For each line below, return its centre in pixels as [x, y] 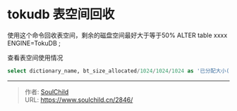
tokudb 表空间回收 [61, 14]
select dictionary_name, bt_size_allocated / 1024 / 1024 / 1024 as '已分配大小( [119, 71]
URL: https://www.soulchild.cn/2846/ [79, 100]
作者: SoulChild [47, 91]
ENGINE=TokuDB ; [34, 43]
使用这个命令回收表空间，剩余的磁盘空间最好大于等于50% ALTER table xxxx [117, 35]
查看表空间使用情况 [35, 58]
